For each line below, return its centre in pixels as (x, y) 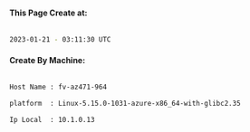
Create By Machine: (48, 60)
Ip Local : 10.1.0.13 (52, 120)
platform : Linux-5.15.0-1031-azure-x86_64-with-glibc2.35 (125, 104)
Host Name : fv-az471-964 (58, 87)
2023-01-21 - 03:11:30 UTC (60, 40)
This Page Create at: (48, 13)
